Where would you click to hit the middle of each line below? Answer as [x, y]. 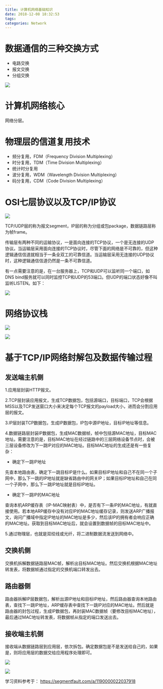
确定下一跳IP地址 [29, 462]
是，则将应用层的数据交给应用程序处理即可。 [50, 653]
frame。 [22, 232]
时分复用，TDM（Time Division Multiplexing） [58, 163]
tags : [10, 19]
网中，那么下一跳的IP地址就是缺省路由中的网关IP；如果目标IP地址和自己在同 [81, 478]
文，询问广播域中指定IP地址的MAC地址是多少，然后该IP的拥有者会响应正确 [80, 517]
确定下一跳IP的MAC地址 [36, 494]
